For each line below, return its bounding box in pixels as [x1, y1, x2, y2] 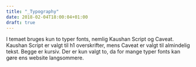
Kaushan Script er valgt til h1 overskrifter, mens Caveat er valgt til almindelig [6, 42, 190, 49]
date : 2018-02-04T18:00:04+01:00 [6, 14, 88, 20]
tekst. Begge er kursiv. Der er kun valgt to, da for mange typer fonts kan [6, 48, 181, 55]
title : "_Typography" [6, 8, 59, 15]
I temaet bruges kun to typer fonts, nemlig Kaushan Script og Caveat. [6, 36, 174, 43]
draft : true [6, 19, 35, 25]
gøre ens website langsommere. [6, 54, 84, 62]
